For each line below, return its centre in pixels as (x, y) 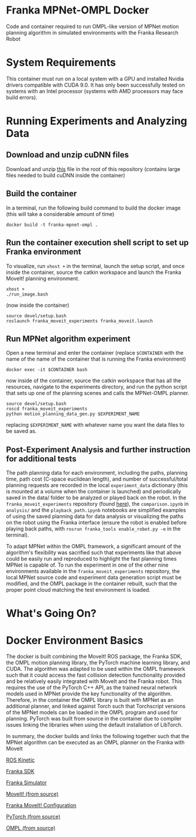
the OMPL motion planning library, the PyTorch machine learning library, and (98, 663)
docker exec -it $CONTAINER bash (47, 370)
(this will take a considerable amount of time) (60, 214)
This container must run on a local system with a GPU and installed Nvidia (95, 78)
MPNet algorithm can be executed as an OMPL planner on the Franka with (95, 742)
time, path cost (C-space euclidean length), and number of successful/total (97, 479)
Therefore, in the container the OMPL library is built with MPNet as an (90, 700)
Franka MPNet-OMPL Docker (78, 10)
